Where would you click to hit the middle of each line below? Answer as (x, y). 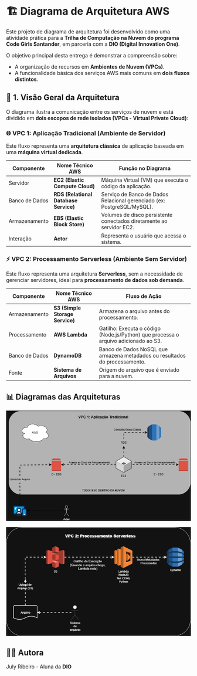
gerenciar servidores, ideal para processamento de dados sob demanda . (95, 280)
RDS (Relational (73, 195)
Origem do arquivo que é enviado (139, 369)
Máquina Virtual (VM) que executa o (145, 180)
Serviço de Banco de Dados (135, 195)
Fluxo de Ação (144, 296)
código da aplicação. (126, 186)
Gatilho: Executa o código (130, 328)
